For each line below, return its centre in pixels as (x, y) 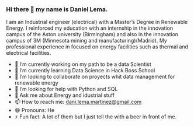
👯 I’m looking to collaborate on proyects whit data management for (95, 77)
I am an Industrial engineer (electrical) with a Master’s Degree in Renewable (97, 22)
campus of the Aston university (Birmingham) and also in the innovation (92, 34)
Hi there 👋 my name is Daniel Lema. (57, 9)
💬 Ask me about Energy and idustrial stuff (65, 95)
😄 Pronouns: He (34, 110)
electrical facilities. (29, 53)
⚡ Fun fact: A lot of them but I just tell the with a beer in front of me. (96, 117)
